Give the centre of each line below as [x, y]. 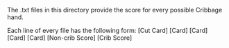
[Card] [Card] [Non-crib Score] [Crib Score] [70, 38]
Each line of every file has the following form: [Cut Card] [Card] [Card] [108, 31]
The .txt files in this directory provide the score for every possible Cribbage [115, 10]
